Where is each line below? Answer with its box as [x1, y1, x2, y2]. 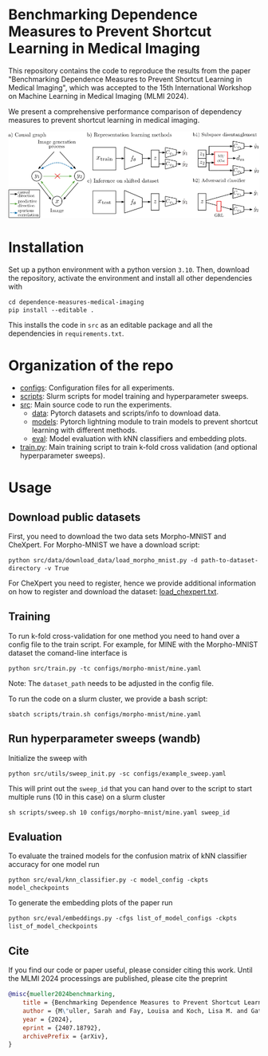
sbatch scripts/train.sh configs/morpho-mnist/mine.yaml [8, 710, 202, 719]
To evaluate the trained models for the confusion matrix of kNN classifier [8, 851, 247, 861]
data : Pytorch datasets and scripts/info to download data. [31, 408, 221, 418]
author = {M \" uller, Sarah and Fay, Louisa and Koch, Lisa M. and [22, 1007, 248, 1015]
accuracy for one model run [8, 860, 100, 869]
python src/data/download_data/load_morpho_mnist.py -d [8, 556, 198, 564]
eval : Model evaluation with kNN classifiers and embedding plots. [31, 433, 247, 443]
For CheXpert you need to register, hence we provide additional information [8, 578, 257, 588]
